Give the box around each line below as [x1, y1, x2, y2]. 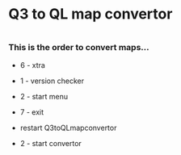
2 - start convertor [19, 138, 82, 148]
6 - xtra [19, 60, 46, 69]
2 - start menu [19, 91, 69, 101]
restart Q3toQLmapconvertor [19, 123, 117, 132]
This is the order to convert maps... [8, 42, 149, 53]
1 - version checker [19, 76, 85, 86]
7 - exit [19, 107, 44, 117]
